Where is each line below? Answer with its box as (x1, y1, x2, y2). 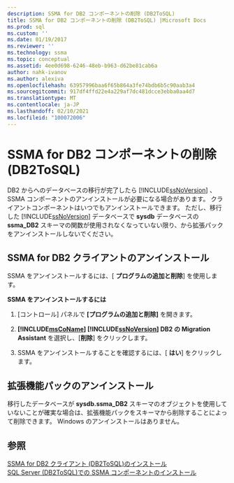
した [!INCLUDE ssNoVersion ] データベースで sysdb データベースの (7, 212, 199, 220)
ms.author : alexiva (7, 75, 64, 82)
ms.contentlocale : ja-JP (7, 101, 80, 108)
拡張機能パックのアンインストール (7, 380, 154, 391)
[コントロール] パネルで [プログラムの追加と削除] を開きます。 (17, 310, 197, 319)
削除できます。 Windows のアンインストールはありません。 (13, 417, 184, 426)
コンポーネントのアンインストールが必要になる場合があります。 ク (27, 194, 217, 203)
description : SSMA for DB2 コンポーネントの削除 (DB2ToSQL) (7, 10, 175, 17)
